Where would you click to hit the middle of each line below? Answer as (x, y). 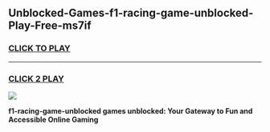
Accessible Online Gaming (53, 119)
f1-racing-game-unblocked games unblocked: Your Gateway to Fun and (131, 110)
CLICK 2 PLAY (36, 78)
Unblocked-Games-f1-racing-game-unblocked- (131, 13)
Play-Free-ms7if (50, 26)
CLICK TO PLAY (39, 49)
